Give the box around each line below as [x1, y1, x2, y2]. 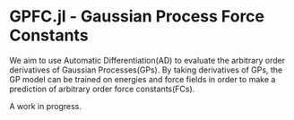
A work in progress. [9, 100, 82, 111]
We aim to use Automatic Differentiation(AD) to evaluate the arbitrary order [9, 55, 286, 65]
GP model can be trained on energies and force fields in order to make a [9, 73, 276, 84]
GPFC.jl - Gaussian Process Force [9, 6, 265, 27]
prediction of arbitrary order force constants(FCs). [9, 83, 195, 94]
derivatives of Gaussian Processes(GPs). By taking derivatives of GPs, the [9, 64, 283, 75]
